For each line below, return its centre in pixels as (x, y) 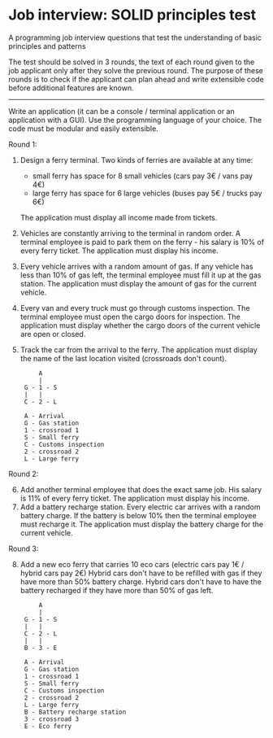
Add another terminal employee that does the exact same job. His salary (141, 489)
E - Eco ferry (48, 726)
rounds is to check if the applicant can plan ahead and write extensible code (136, 79)
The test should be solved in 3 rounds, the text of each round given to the (132, 62)
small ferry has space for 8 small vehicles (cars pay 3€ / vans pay (143, 176)
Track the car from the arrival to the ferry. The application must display (139, 349)
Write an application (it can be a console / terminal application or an (121, 111)
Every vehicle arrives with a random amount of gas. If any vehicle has (136, 266)
